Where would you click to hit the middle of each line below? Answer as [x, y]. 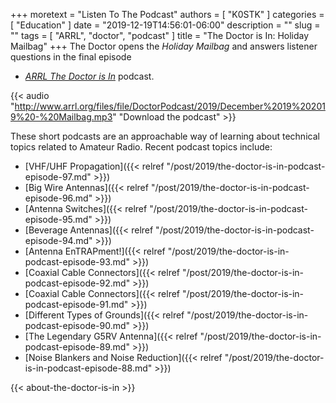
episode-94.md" [58, 240]
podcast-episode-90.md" [77, 325]
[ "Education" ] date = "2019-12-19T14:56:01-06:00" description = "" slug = [165, 25]
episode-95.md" [58, 219]
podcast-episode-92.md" [77, 283]
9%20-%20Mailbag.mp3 [61, 117]
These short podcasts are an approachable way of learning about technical [165, 136]
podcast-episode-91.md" [76, 304]
